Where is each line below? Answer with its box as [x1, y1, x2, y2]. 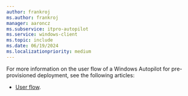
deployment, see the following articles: [37, 71, 135, 79]
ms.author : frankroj [6, 15, 59, 21]
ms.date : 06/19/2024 [6, 43, 59, 49]
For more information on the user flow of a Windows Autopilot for [6, 65, 170, 72]
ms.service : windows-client [6, 32, 78, 38]
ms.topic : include [6, 37, 53, 43]
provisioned [6, 71, 37, 79]
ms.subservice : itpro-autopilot [6, 26, 89, 32]
